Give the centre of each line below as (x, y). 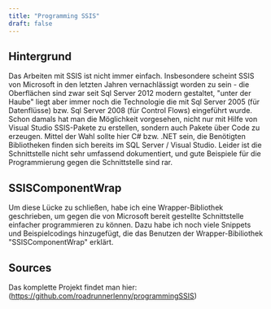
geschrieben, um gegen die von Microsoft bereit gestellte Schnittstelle (126, 216)
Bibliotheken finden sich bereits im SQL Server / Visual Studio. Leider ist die (135, 145)
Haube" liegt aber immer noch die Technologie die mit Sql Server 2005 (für (134, 102)
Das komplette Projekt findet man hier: (73, 287)
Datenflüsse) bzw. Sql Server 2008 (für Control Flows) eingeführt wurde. (130, 111)
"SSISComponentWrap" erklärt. (61, 242)
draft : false (31, 24)
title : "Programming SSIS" (54, 16)
